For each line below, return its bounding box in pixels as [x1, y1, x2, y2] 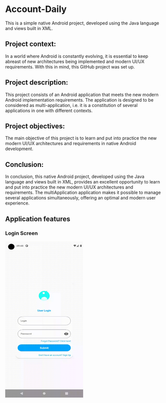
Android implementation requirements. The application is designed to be [5, 96, 154, 103]
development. [5, 146, 33, 152]
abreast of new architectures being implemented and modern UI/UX [5, 58, 145, 64]
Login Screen [5, 229, 38, 236]
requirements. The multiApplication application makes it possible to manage [5, 189, 161, 195]
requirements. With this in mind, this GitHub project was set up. [5, 63, 135, 69]
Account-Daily [5, 3, 67, 15]
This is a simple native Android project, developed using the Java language [5, 20, 160, 26]
